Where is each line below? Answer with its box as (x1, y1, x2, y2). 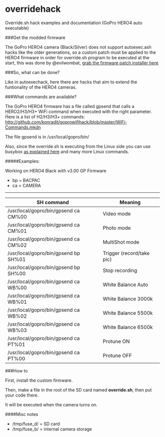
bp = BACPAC (12, 177, 40, 183)
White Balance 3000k (103, 295, 153, 302)
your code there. (5, 392, 39, 398)
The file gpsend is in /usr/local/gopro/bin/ (5, 134, 89, 140)
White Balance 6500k (103, 324, 153, 330)
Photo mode (103, 224, 131, 231)
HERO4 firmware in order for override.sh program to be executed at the (5, 54, 150, 60)
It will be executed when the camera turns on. (5, 401, 98, 407)
